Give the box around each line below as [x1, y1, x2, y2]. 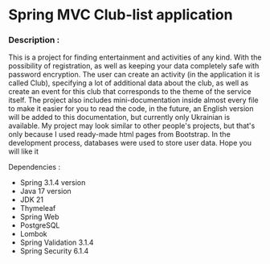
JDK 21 [19, 195, 44, 204]
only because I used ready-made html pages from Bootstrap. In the [8, 130, 231, 139]
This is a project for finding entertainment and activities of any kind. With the [8, 52, 262, 62]
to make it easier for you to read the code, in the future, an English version [8, 104, 254, 113]
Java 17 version [19, 187, 72, 196]
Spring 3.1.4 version [19, 178, 86, 188]
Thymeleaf [19, 204, 56, 213]
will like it [8, 146, 39, 156]
